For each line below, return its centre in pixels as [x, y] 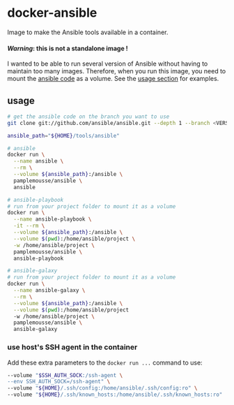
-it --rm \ [29, 226]
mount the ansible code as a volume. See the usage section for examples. [113, 79]
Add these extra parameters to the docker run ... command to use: [105, 362]
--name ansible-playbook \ [53, 219]
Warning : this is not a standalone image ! [68, 48]
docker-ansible [52, 13]
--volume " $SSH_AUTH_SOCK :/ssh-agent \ [65, 375]
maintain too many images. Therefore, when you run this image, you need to [117, 71]
